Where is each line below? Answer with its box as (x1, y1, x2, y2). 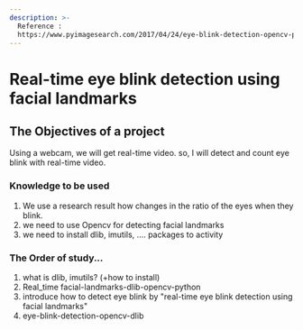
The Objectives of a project (9, 124, 165, 139)
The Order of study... (9, 252, 104, 264)
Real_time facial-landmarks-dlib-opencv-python (22, 281, 201, 292)
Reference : (17, 22, 63, 31)
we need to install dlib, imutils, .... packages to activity (22, 229, 224, 240)
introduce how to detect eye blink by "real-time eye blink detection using (22, 290, 293, 302)
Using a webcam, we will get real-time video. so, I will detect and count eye (9, 148, 290, 159)
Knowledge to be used (9, 179, 110, 192)
